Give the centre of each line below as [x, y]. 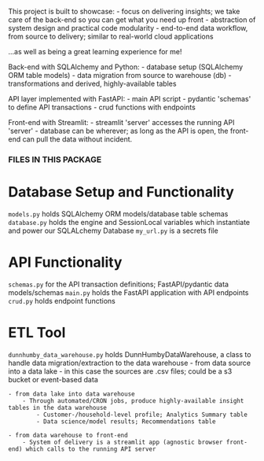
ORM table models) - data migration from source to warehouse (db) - [120, 75]
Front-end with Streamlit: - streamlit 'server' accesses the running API [121, 122]
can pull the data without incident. [77, 139]
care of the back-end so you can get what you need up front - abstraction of [132, 20]
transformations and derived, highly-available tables [92, 83]
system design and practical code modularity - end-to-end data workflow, [128, 28]
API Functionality [65, 262]
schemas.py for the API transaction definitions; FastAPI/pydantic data [119, 284]
